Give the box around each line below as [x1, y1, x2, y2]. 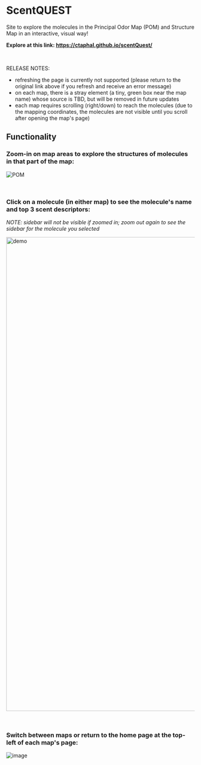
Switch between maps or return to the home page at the [6, 731, 172, 739]
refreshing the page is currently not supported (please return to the [14, 76, 181, 83]
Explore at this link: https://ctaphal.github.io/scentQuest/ [6, 41, 153, 49]
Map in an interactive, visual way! [6, 29, 89, 37]
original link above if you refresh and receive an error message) [14, 82, 172, 90]
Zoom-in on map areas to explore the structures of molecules [6, 150, 188, 158]
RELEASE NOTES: [6, 64, 50, 72]
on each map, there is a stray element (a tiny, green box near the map [14, 89, 187, 96]
